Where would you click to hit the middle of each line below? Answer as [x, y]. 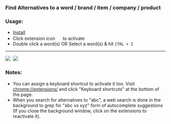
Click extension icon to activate [49, 39]
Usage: [15, 21]
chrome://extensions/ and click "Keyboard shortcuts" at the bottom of [86, 89]
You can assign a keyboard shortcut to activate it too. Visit [74, 84]
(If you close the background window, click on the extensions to [79, 111]
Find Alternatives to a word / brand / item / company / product [83, 8]
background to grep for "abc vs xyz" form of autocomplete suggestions [88, 105]
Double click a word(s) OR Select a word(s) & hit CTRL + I [73, 44]
